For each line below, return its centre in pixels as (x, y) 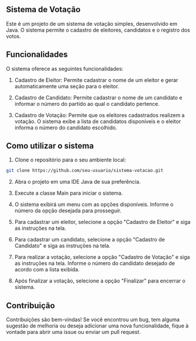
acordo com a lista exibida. (47, 270)
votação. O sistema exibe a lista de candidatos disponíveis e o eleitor (98, 121)
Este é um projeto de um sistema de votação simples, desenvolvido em (92, 23)
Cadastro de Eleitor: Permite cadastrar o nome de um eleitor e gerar (96, 80)
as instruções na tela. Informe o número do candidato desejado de (95, 263)
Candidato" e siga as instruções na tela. (63, 246)
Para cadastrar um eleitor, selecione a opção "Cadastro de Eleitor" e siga (102, 222)
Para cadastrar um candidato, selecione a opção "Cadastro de (90, 240)
